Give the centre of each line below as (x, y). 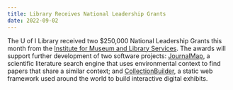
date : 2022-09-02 (33, 21)
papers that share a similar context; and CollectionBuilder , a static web (110, 71)
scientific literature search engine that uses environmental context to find (114, 63)
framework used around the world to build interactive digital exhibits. (108, 78)
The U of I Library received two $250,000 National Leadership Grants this (115, 40)
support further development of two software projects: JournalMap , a (109, 56)
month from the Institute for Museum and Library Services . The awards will (117, 48)
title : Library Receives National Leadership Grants (87, 14)
